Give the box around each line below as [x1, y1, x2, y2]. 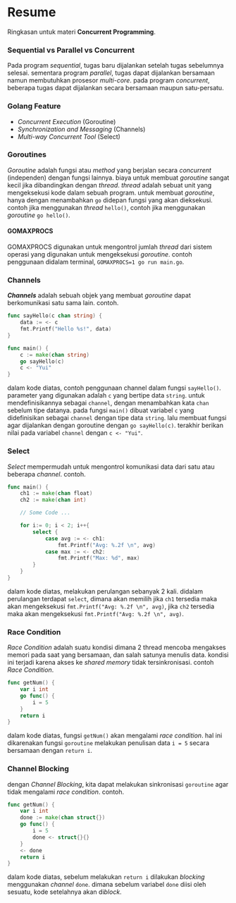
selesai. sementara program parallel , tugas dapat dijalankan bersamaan [7, 68, 215, 78]
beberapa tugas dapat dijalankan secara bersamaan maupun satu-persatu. [7, 84, 224, 92]
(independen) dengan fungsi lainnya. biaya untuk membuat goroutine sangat [7, 173, 230, 182]
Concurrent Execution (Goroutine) [17, 117, 116, 125]
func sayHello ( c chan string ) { [7, 312, 102, 319]
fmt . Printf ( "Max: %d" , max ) [57, 555, 140, 562]
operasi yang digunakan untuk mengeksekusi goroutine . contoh [7, 250, 192, 259]
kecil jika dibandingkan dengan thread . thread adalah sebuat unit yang [7, 180, 212, 189]
